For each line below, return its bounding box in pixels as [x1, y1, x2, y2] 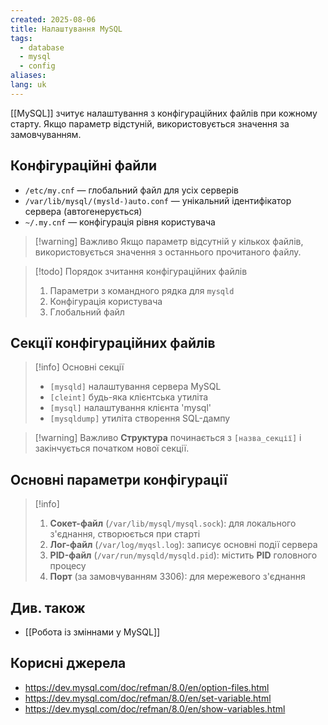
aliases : [10, 71, 47, 81]
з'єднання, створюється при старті [49, 528, 201, 540]
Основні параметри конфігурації [10, 471, 228, 488]
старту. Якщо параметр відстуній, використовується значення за [10, 117, 290, 130]
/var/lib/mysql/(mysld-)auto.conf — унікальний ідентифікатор [24, 194, 292, 206]
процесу [49, 560, 87, 572]
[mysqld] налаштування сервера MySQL [49, 381, 222, 393]
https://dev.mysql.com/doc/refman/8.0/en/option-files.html [24, 681, 270, 693]
